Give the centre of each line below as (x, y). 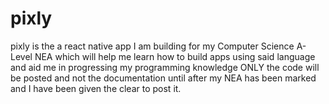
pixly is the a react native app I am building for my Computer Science (152, 46)
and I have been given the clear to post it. (96, 88)
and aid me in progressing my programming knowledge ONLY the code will (165, 67)
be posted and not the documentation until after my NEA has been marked (163, 78)
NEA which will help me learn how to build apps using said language (175, 56)
